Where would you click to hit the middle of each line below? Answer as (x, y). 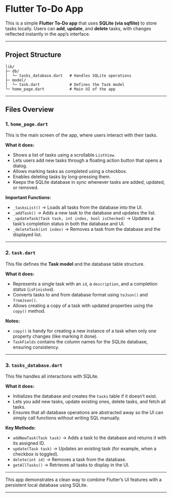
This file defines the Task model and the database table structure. (75, 264)
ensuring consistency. (36, 347)
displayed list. (27, 235)
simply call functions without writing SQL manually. (67, 418)
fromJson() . (25, 300)
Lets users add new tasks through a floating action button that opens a (87, 160)
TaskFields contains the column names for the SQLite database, (80, 341)
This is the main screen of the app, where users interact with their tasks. (81, 135)
